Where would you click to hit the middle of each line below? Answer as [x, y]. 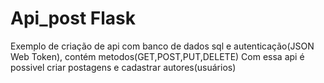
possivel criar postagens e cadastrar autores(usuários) [123, 67]
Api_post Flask [73, 18]
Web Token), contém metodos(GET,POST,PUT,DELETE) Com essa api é [157, 56]
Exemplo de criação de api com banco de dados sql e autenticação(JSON [162, 46]
